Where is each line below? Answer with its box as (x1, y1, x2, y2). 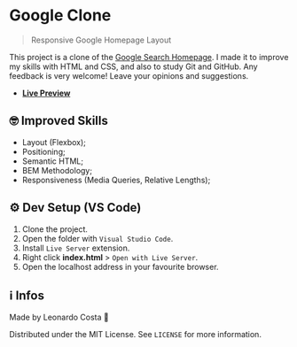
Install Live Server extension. (21, 243, 130, 253)
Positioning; (21, 146, 66, 157)
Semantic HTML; (21, 156, 84, 166)
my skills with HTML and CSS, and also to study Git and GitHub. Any (9, 61, 259, 72)
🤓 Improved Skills (9, 113, 108, 128)
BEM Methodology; (21, 165, 93, 175)
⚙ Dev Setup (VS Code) (9, 200, 142, 215)
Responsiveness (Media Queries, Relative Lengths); (21, 174, 211, 185)
